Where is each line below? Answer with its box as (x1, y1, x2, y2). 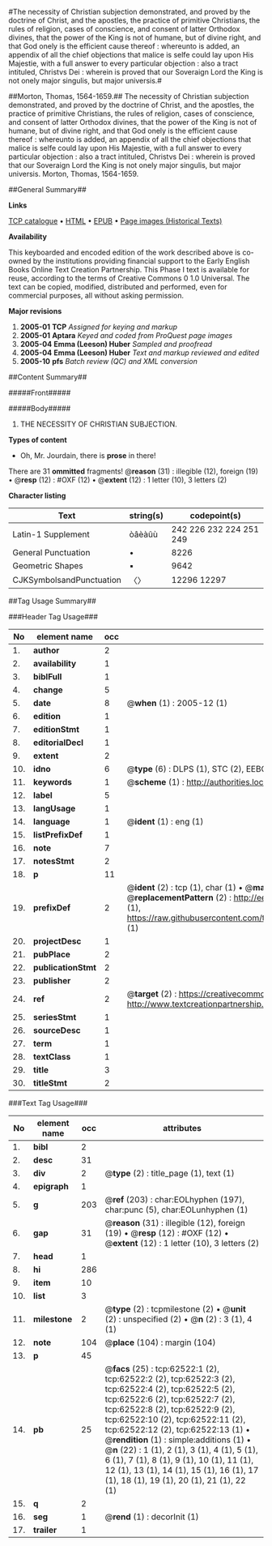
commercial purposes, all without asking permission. (8, 291, 185, 300)
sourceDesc (33, 1025, 81, 1036)
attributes (163, 1123, 202, 1133)
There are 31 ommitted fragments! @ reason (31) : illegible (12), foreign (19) (8, 466, 259, 476)
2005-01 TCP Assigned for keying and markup (19, 322, 178, 332)
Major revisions (8, 306, 62, 315)
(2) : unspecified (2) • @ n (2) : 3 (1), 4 (104, 1313, 253, 1325)
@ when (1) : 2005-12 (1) (126, 697, 228, 709)
